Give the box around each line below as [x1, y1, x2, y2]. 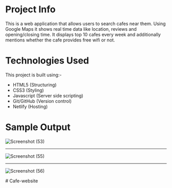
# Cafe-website [5, 178, 38, 184]
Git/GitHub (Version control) [12, 98, 72, 104]
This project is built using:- [5, 72, 62, 78]
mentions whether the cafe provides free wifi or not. [5, 37, 115, 43]
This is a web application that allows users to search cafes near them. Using [5, 20, 166, 27]
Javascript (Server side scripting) [12, 92, 83, 98]
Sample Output [5, 121, 71, 133]
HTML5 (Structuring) [12, 81, 57, 88]
